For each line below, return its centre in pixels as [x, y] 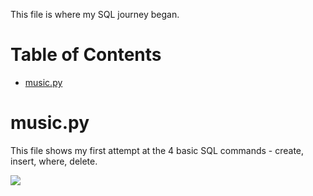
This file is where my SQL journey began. [95, 14]
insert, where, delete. [54, 161]
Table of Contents [86, 55]
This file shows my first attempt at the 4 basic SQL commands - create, [157, 150]
